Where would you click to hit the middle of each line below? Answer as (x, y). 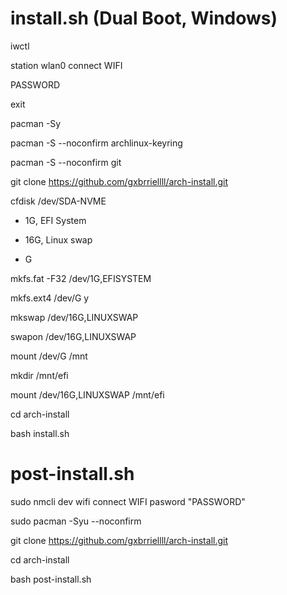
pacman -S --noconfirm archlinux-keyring (96, 143)
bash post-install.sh (51, 579)
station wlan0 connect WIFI (66, 65)
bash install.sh (40, 433)
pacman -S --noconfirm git (66, 162)
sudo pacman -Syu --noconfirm (76, 521)
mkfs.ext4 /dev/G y (50, 298)
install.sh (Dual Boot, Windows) (144, 18)
